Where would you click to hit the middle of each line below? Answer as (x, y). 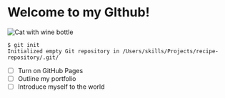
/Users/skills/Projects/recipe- (171, 51)
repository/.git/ (33, 58)
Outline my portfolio (47, 78)
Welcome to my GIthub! (79, 12)
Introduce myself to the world (61, 87)
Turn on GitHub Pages (50, 70)
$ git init (24, 45)
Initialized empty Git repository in (64, 51)
